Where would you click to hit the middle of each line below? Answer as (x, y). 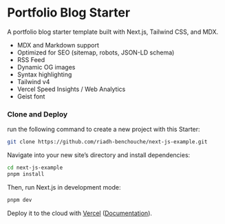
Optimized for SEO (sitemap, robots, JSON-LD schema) (96, 52)
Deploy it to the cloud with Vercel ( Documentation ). (80, 213)
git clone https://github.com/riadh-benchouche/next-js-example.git (107, 142)
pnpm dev (20, 200)
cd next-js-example (35, 168)
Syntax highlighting (44, 74)
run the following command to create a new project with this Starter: (104, 130)
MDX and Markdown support (58, 45)
